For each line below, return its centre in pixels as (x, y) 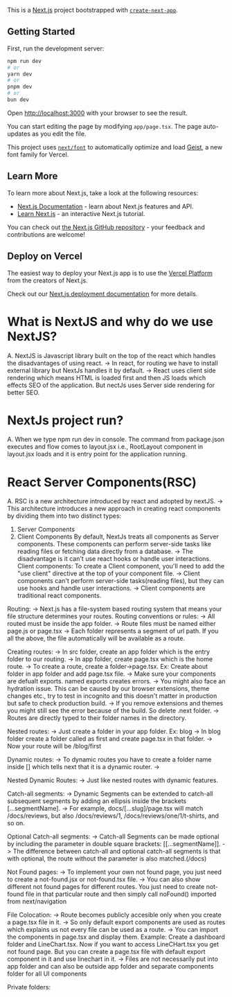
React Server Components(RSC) (102, 482)
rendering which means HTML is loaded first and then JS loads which (107, 377)
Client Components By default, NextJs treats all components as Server (118, 537)
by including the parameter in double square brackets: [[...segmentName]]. (114, 844)
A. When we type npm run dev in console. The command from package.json (116, 440)
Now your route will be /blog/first (54, 746)
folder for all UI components (47, 974)
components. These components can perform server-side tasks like (114, 544)
